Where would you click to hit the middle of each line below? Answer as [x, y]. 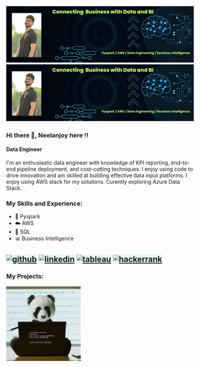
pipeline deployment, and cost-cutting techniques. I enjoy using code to [105, 169]
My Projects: [25, 276]
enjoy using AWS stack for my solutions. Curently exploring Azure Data [93, 181]
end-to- [180, 162]
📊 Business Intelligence [44, 238]
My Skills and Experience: [44, 203]
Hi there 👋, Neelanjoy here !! [47, 135]
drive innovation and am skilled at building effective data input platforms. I [97, 175]
